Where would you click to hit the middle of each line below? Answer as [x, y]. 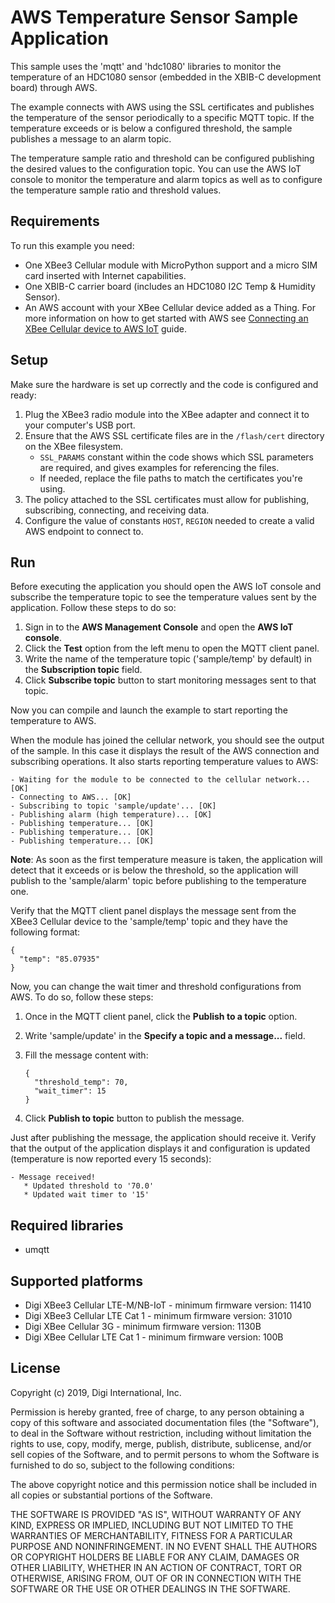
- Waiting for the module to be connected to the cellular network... [160, 780]
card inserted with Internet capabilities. [105, 275]
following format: [45, 932]
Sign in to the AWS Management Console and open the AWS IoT [159, 627]
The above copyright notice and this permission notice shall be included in [163, 1484]
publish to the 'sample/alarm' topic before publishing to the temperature [158, 881]
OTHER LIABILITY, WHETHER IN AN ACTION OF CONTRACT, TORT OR [156, 1567]
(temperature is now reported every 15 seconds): [111, 1159]
